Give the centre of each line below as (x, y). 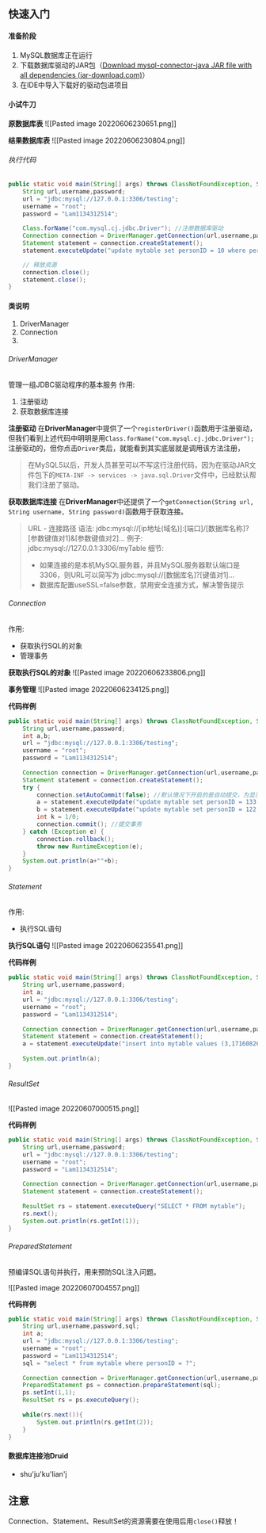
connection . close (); (56, 272)
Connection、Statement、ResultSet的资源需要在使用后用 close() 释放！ (123, 1521)
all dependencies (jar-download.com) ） (84, 75)
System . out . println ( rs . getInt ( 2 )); (95, 1422)
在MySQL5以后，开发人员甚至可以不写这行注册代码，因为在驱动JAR (138, 464)
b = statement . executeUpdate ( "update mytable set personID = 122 (147, 810)
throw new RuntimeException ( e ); (90, 847)
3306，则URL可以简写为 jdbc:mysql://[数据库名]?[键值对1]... (137, 575)
